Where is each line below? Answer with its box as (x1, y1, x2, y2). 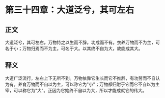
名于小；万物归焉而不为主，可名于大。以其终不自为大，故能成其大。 (5, 46, 143, 51)
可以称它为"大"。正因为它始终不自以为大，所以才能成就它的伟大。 (13, 87, 147, 93)
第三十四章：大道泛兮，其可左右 (5, 4, 135, 16)
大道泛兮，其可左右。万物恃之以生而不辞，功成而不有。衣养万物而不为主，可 (5, 40, 160, 45)
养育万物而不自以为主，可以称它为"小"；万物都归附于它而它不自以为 (18, 81, 156, 87)
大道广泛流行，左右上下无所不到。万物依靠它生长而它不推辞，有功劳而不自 (5, 75, 156, 81)
